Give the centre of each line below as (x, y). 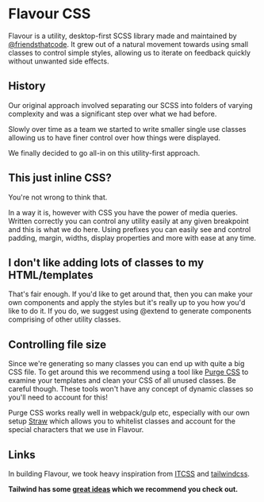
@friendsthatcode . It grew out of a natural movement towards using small (128, 44)
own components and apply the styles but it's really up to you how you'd (127, 303)
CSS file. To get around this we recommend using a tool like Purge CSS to (128, 372)
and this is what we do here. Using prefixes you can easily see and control (130, 229)
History (27, 86)
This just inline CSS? (60, 178)
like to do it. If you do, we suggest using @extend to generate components (130, 311)
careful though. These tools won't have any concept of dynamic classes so (131, 389)
